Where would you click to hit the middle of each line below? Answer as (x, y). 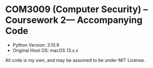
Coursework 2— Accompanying (74, 20)
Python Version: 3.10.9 (36, 45)
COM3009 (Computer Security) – (76, 9)
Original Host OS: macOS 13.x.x (45, 50)
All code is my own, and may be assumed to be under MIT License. (75, 60)
